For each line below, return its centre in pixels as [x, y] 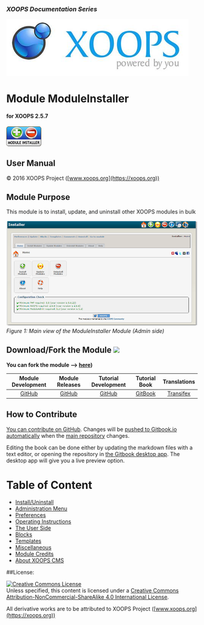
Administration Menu [41, 509]
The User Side [33, 528]
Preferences [30, 515]
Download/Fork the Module [59, 350]
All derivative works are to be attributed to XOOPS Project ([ [81, 609]
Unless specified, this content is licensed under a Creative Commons [93, 590]
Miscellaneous [33, 547]
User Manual [31, 163]
